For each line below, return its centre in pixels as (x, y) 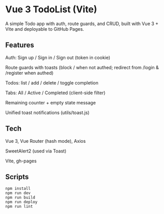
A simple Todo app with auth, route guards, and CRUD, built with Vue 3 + (82, 24)
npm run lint (19, 207)
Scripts (17, 177)
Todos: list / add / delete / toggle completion (52, 82)
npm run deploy (21, 202)
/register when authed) (29, 73)
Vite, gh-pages (21, 161)
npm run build (20, 198)
